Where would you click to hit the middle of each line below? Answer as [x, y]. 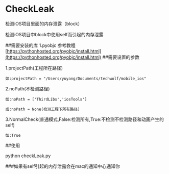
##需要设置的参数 [121, 57]
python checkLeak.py [28, 156]
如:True [13, 135]
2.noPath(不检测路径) [28, 89]
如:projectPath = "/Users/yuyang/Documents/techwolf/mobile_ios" [76, 79]
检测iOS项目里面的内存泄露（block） [44, 23]
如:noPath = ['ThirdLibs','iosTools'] [46, 99]
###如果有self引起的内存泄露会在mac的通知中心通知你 [63, 166]
